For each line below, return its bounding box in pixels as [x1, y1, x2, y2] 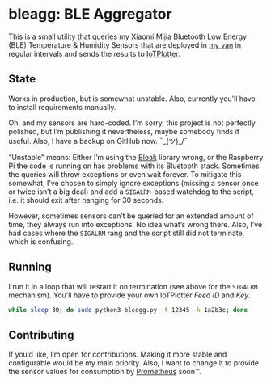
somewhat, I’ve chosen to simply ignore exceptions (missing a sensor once [8, 178, 259, 188]
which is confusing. [8, 236, 74, 247]
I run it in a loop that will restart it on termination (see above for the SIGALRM [8, 281, 258, 291]
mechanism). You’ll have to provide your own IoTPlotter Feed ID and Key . [8, 290, 251, 300]
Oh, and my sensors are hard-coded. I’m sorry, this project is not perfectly [8, 118, 256, 128]
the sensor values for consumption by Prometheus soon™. [8, 367, 202, 377]
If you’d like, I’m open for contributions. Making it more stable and [8, 349, 227, 360]
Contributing [8, 328, 74, 342]
